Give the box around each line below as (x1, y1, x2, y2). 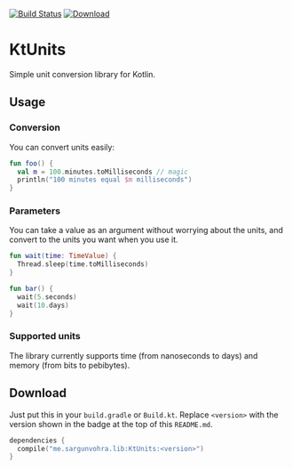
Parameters (9, 205, 60, 217)
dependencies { (9, 436, 66, 445)
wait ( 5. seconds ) (17, 292, 77, 302)
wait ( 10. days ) (17, 301, 69, 310)
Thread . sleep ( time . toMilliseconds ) (17, 260, 149, 269)
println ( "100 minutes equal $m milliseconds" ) (17, 175, 193, 184)
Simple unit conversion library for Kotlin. (9, 69, 156, 79)
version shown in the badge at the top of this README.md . (9, 418, 213, 429)
